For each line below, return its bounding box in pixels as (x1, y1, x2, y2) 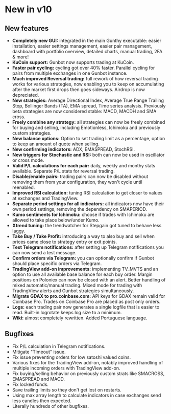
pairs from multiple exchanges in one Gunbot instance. (12, 70, 128, 76)
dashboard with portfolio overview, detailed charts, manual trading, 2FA (12, 49, 163, 54)
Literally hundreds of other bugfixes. (12, 403, 89, 409)
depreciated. (12, 92, 39, 98)
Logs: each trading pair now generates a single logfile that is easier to (12, 304, 160, 310)
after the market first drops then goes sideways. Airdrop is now (12, 86, 145, 93)
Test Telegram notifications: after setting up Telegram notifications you (12, 244, 164, 250)
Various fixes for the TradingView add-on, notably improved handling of (12, 359, 163, 365)
